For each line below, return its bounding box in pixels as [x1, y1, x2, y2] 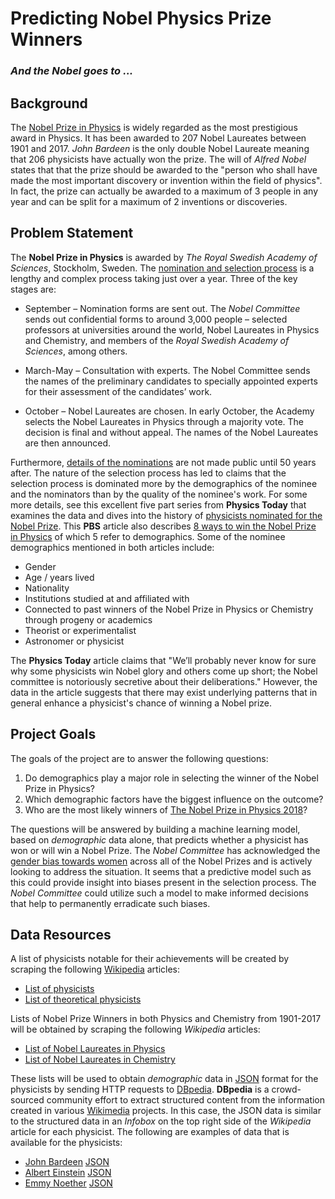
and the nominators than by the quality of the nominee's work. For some [10, 488, 308, 500]
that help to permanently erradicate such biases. [10, 897, 211, 909]
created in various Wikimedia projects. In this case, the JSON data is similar [10, 1105, 322, 1117]
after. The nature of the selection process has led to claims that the [10, 467, 287, 479]
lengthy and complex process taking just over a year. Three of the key [10, 272, 298, 284]
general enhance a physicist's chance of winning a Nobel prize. [10, 697, 273, 709]
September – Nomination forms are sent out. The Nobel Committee [24, 302, 301, 314]
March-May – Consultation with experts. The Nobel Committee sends [24, 364, 311, 376]
